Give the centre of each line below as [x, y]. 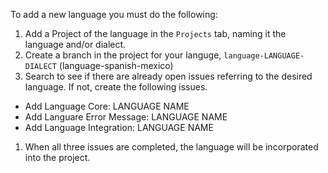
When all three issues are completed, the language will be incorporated [171, 147]
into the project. [57, 157]
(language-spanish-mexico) [116, 65]
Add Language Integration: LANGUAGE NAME [119, 127]
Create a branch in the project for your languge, [123, 55]
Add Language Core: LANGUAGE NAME [107, 106]
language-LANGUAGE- [264, 56]
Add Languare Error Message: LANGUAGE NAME [126, 117]
